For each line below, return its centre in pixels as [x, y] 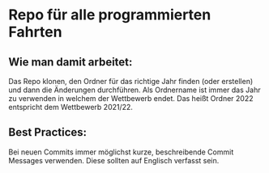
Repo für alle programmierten [110, 15]
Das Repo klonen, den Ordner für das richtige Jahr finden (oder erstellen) [131, 81]
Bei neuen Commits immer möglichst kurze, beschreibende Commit [121, 152]
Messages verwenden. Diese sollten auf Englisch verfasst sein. [114, 160]
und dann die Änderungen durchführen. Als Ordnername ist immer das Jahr [134, 90]
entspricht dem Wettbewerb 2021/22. [71, 107]
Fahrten [35, 32]
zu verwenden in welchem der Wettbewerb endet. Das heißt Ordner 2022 [131, 98]
